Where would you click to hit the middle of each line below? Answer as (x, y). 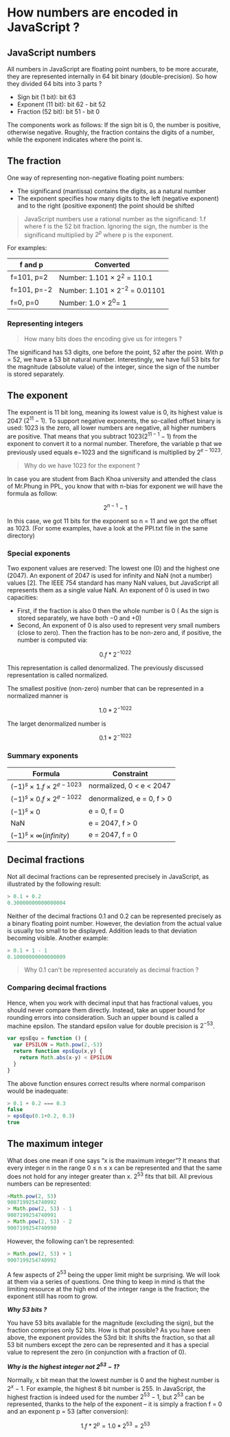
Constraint (130, 773)
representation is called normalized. (58, 676)
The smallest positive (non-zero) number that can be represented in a (105, 689)
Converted (112, 265)
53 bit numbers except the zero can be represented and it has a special (108, 1345)
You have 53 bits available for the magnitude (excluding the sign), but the (111, 1323)
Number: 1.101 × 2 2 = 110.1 (106, 277)
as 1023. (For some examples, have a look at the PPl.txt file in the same (107, 528)
